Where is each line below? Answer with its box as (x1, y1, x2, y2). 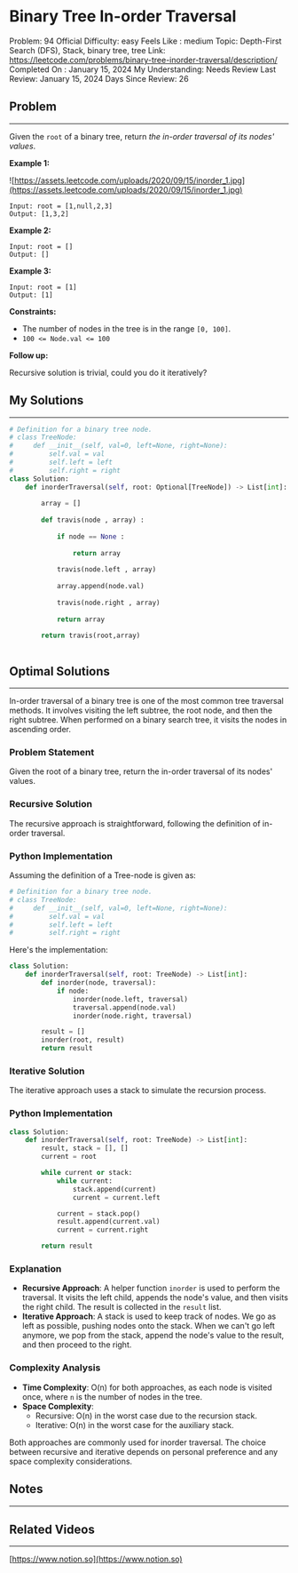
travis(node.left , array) (56, 565, 157, 574)
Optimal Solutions (9, 664, 111, 679)
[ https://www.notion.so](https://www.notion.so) (9, 1553, 184, 1565)
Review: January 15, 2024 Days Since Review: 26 (9, 73, 189, 84)
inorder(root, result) (41, 1035, 125, 1045)
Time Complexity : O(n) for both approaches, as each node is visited (21, 1382, 272, 1393)
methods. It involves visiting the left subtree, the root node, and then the (9, 705, 273, 716)
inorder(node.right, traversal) (72, 1011, 192, 1020)
